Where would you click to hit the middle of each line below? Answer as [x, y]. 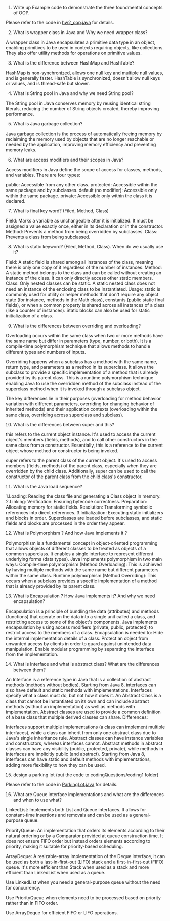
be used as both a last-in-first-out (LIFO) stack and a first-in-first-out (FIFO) [85, 862]
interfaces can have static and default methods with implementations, [78, 759]
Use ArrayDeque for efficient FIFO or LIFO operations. [62, 913]
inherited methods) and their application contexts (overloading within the [82, 409]
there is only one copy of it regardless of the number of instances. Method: [84, 267]
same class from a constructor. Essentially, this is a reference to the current [84, 445]
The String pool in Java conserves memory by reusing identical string [78, 103]
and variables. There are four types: [43, 175]
